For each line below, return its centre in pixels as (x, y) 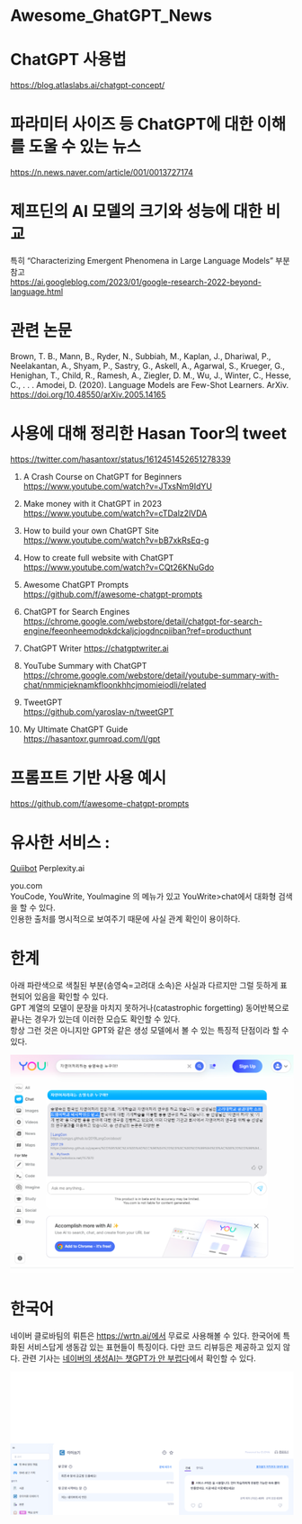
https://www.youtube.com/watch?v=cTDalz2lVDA (115, 513)
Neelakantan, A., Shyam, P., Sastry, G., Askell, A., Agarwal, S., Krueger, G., (148, 365)
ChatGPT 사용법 (68, 60)
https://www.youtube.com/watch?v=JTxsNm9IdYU (117, 486)
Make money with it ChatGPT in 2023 (93, 503)
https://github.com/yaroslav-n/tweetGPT (98, 711)
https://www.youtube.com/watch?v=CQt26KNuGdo (119, 567)
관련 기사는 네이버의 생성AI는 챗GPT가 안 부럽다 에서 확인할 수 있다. (139, 1358)
